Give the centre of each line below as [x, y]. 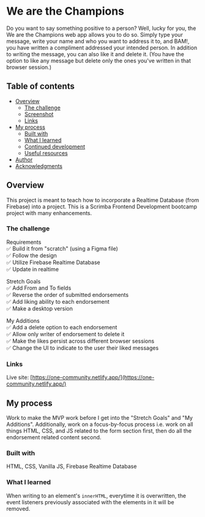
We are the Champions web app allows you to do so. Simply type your [95, 34]
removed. [18, 508]
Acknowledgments [39, 166]
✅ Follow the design [32, 255]
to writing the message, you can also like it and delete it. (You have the [95, 54]
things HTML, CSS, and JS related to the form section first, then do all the [99, 431]
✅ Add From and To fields [39, 288]
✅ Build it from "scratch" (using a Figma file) [62, 248]
